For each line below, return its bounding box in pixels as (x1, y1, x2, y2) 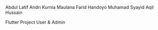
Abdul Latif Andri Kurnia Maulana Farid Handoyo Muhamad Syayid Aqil (5, 4, 154, 10)
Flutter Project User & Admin (5, 19, 65, 25)
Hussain (5, 9, 22, 15)
